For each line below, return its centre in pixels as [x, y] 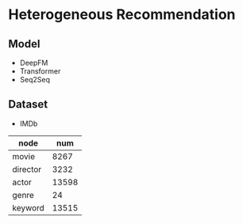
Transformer [40, 71]
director [27, 169]
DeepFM [34, 63]
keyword [29, 207]
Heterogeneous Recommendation [122, 15]
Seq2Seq [35, 80]
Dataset [28, 104]
